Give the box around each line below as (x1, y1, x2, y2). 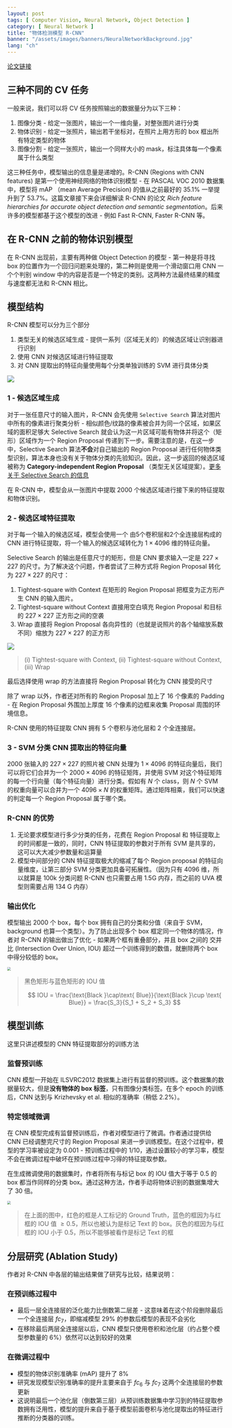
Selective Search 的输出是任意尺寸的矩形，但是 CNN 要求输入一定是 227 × (7, 554, 219, 562)
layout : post (7, 10, 45, 17)
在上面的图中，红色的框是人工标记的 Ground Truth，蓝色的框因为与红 (23, 1211, 222, 1219)
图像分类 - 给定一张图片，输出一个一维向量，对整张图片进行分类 (17, 118, 200, 127)
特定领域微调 (7, 1111, 50, 1121)
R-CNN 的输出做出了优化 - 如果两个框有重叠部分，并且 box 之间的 (20, 935, 209, 944)
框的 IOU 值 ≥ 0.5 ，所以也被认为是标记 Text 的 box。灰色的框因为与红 (23, 1220, 224, 1228)
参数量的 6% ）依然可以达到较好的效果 (23, 1333, 133, 1342)
